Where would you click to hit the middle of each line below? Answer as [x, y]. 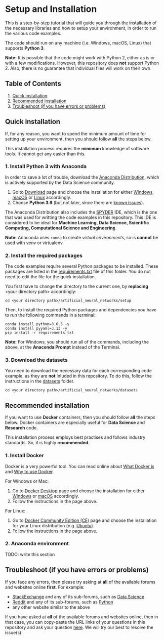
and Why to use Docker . [30, 471]
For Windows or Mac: [27, 481]
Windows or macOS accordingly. [45, 496]
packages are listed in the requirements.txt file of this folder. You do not [78, 272]
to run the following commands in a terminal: [50, 315]
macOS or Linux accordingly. [42, 197]
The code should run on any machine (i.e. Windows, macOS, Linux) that [78, 43]
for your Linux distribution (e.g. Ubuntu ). [53, 525]
